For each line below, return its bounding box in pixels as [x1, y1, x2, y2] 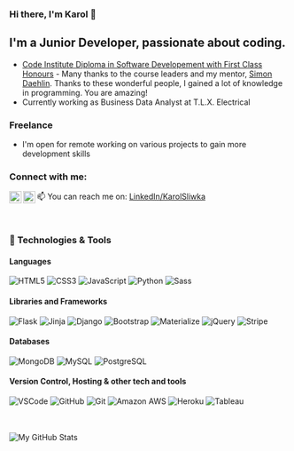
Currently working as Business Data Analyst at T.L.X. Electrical [21, 97, 251, 107]
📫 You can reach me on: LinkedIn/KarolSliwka [36, 191, 206, 202]
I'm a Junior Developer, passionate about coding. [9, 36, 286, 51]
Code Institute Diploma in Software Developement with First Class [21, 59, 263, 69]
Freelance [9, 119, 53, 131]
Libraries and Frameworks [9, 297, 108, 307]
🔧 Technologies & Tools [9, 234, 112, 247]
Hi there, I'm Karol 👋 [9, 8, 97, 20]
